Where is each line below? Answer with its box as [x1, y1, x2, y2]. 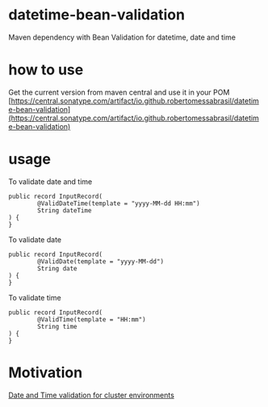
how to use [8, 61, 84, 79]
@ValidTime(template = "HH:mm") [37, 315, 147, 324]
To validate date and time [8, 176, 93, 187]
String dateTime [37, 206, 92, 215]
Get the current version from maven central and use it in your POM [8, 87, 230, 97]
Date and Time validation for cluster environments [8, 390, 175, 400]
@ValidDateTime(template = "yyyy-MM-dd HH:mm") [37, 199, 200, 208]
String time [37, 322, 78, 330]
